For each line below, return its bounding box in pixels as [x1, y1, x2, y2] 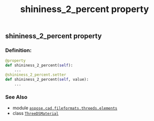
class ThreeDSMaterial [12, 110, 59, 116]
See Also [5, 93, 28, 100]
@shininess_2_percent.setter [5, 72, 66, 77]
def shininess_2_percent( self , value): [5, 77, 89, 82]
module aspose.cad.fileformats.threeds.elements [12, 105, 117, 111]
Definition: [5, 47, 32, 54]
